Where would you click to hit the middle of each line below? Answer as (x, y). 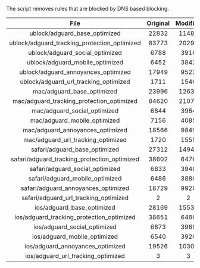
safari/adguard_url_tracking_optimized (75, 198)
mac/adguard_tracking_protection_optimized (75, 101)
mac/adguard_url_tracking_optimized (75, 140)
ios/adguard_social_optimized (75, 227)
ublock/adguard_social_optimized (75, 53)
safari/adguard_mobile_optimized (75, 178)
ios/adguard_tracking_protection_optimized (75, 217)
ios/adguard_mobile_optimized (75, 236)
